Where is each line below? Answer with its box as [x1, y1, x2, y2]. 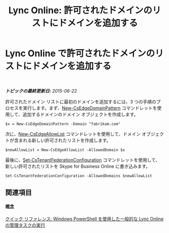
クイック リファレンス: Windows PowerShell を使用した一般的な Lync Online [5, 216, 164, 222]
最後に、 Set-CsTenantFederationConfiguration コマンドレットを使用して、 [5, 157, 160, 163]
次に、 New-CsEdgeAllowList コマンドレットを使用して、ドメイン [5, 131, 141, 137]
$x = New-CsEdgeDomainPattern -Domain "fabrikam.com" [5, 121, 121, 127]
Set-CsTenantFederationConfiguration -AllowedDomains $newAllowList [5, 173, 152, 178]
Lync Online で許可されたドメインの [5, 48, 155, 59]
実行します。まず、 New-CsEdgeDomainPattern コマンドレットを [22, 105, 157, 111]
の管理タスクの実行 [5, 222, 45, 228]
